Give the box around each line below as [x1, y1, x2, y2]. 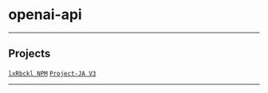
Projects [8, 47, 51, 60]
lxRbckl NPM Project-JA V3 [8, 69, 97, 77]
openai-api [8, 6, 82, 24]
